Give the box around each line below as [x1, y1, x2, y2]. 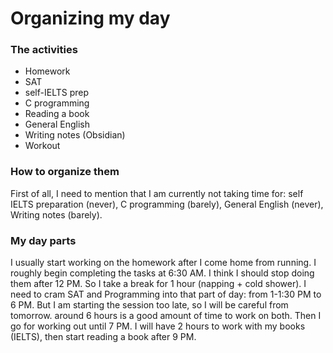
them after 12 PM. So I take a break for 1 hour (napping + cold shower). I [10, 278, 307, 290]
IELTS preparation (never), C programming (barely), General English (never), [10, 198, 324, 210]
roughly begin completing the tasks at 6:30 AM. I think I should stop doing [10, 267, 315, 279]
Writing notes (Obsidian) [24, 129, 126, 141]
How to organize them [10, 165, 120, 179]
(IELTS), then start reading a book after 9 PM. [10, 331, 197, 343]
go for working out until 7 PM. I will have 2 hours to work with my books [10, 320, 306, 332]
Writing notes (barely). [10, 208, 103, 221]
